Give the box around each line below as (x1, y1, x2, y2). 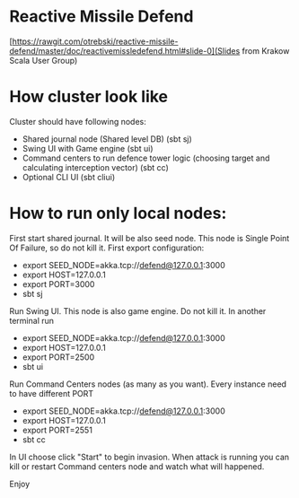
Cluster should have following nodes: (9, 116, 146, 127)
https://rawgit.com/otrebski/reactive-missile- (12, 36, 179, 47)
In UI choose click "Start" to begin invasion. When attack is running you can (9, 451, 290, 462)
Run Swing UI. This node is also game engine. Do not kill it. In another (9, 305, 267, 316)
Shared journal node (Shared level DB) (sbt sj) (22, 133, 193, 144)
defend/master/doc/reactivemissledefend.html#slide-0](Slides (9, 45, 241, 56)
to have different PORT (9, 388, 94, 398)
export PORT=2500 (22, 352, 95, 363)
